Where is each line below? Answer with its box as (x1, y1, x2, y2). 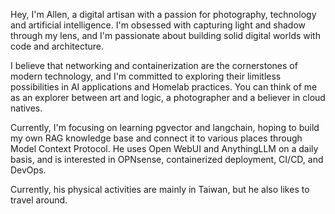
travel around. (10, 194, 68, 206)
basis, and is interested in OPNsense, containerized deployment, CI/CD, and (10, 154, 324, 165)
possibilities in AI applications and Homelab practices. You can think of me (10, 81, 318, 93)
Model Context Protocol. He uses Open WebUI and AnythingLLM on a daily (10, 143, 319, 154)
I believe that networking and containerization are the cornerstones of (10, 60, 298, 71)
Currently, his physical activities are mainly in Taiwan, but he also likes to (10, 184, 310, 195)
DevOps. (10, 164, 47, 176)
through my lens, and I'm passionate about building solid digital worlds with (10, 30, 321, 41)
